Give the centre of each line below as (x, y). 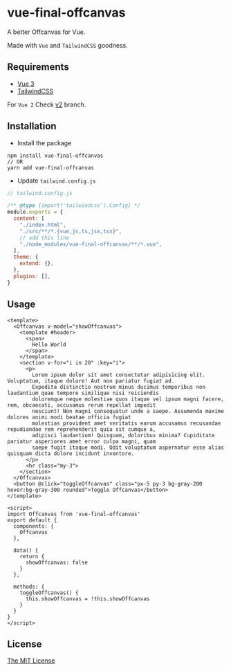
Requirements (38, 67)
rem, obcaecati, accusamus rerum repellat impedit (82, 405)
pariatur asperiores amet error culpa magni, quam (82, 441)
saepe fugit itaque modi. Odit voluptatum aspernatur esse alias (128, 448)
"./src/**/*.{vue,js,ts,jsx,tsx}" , (71, 231)
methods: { (29, 587)
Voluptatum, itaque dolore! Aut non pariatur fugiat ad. (91, 381)
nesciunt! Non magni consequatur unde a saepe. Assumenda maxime (128, 411)
